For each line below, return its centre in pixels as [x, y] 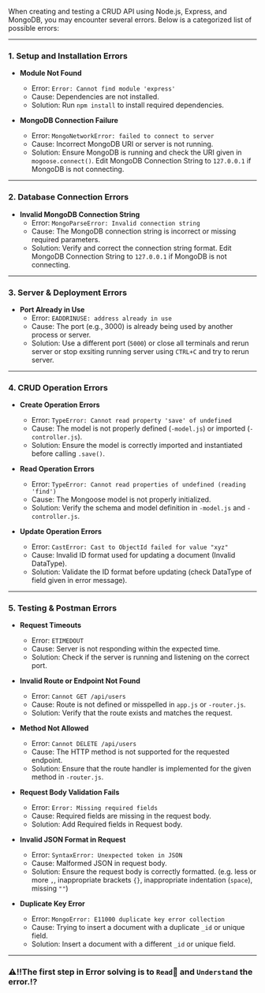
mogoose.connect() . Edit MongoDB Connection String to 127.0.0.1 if [141, 161]
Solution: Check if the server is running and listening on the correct [140, 657]
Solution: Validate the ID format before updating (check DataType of [142, 572]
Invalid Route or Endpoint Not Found [80, 681]
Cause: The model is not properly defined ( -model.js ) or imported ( [140, 428]
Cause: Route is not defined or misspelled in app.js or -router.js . [138, 704]
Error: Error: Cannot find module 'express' [103, 88]
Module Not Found [50, 73]
